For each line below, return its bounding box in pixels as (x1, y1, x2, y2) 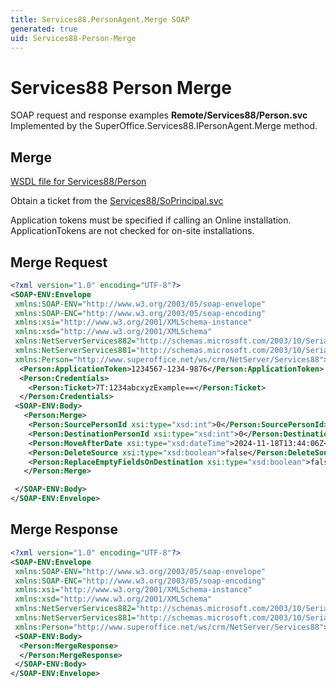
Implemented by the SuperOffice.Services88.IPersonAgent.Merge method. (10, 120, 318, 132)
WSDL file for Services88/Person (10, 176, 147, 188)
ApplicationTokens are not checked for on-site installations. (10, 225, 255, 237)
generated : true (10, 24, 78, 34)
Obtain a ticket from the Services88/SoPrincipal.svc (10, 195, 224, 207)
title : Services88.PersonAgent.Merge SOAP (10, 14, 190, 25)
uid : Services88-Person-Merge (10, 33, 137, 43)
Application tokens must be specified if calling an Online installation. (10, 214, 292, 226)
